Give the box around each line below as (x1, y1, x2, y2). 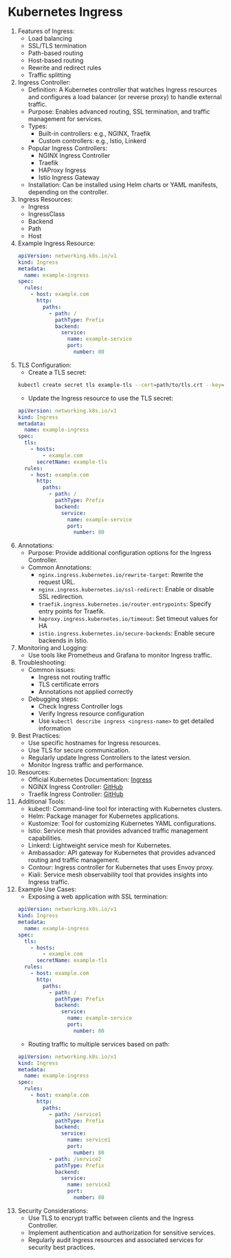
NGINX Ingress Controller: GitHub (27, 783, 123, 791)
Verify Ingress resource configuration (38, 710, 145, 718)
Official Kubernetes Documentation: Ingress (27, 775, 153, 784)
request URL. (38, 578, 76, 586)
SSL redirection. (38, 593, 85, 601)
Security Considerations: (17, 1206, 89, 1215)
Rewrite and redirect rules (27, 63, 102, 72)
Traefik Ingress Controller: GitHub (27, 790, 124, 799)
